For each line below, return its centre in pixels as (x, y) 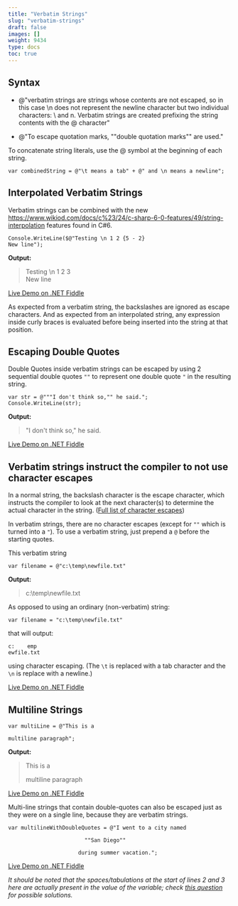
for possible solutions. (40, 895)
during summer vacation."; (118, 852)
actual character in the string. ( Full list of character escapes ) (97, 510)
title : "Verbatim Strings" (48, 14)
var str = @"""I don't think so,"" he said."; (78, 397)
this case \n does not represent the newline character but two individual (124, 107)
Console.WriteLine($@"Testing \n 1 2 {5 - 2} (76, 238)
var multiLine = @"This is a (51, 726)
